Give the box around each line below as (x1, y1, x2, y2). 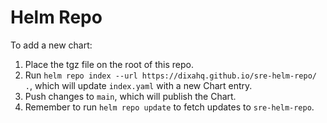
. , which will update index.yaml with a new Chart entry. (24, 79, 253, 91)
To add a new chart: (10, 39, 93, 51)
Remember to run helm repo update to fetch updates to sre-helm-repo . (24, 101, 315, 113)
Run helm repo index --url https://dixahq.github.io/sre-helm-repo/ (24, 69, 317, 81)
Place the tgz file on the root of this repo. (24, 58, 195, 70)
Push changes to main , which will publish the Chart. (24, 90, 237, 102)
